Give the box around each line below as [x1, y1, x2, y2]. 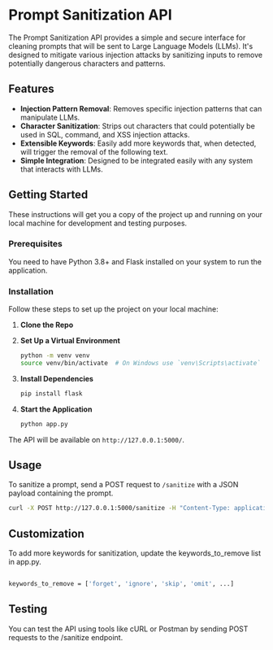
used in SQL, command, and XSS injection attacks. [19, 129, 190, 139]
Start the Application [19, 404, 93, 414]
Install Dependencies [19, 373, 93, 383]
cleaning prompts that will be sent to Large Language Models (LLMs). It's [8, 41, 253, 50]
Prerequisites [8, 238, 63, 250]
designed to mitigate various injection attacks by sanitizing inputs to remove [8, 50, 262, 59]
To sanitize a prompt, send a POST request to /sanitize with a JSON [8, 480, 239, 490]
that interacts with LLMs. [19, 164, 103, 174]
